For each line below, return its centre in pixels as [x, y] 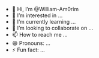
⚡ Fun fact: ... [28, 50]
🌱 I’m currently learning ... [44, 22]
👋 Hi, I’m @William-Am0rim [45, 9]
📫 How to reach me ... [40, 35]
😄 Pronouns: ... [31, 43]
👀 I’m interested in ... [37, 15]
